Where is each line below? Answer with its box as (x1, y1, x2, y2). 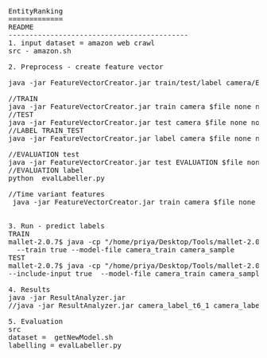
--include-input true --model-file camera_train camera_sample (8, 270, 265, 278)
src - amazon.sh (8, 47, 72, 55)
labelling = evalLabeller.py (8, 341, 122, 349)
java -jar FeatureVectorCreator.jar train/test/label (8, 79, 222, 87)
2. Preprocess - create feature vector (8, 63, 164, 71)
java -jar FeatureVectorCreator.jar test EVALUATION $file (8, 158, 244, 166)
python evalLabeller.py (8, 174, 105, 182)
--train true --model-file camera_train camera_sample (16, 246, 235, 254)
